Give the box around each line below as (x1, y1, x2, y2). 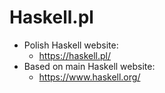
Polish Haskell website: (23, 39, 119, 51)
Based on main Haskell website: (23, 60, 156, 72)
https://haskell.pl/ (38, 49, 111, 61)
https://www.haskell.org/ (38, 71, 141, 83)
